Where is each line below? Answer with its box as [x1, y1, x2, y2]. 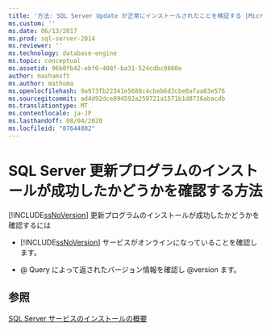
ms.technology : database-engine [8, 49, 117, 57]
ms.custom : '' [8, 19, 56, 27]
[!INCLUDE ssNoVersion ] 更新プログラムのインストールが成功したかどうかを [8, 210, 260, 220]
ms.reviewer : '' [8, 42, 63, 50]
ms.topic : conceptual [8, 57, 81, 65]
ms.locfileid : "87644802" [8, 124, 95, 132]
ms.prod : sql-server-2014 [8, 34, 95, 43]
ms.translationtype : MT [8, 102, 89, 110]
